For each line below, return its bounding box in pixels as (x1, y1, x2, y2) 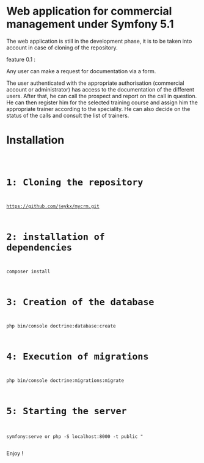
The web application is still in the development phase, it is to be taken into (6, 37, 192, 45)
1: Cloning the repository (6, 177, 144, 188)
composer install (6, 268, 51, 275)
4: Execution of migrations (6, 351, 149, 362)
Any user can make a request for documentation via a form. (6, 67, 156, 74)
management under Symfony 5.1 (6, 17, 174, 31)
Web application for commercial (6, 4, 172, 18)
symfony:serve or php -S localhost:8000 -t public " (6, 434, 144, 440)
